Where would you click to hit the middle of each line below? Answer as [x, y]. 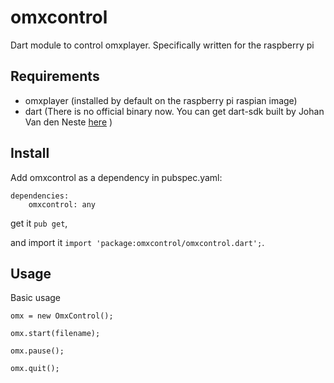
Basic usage [36, 298]
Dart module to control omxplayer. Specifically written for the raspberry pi [162, 45]
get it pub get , [39, 223]
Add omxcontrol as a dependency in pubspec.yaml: [116, 177]
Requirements [55, 76]
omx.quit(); [35, 369]
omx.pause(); [37, 351]
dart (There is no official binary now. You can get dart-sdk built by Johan [174, 111]
